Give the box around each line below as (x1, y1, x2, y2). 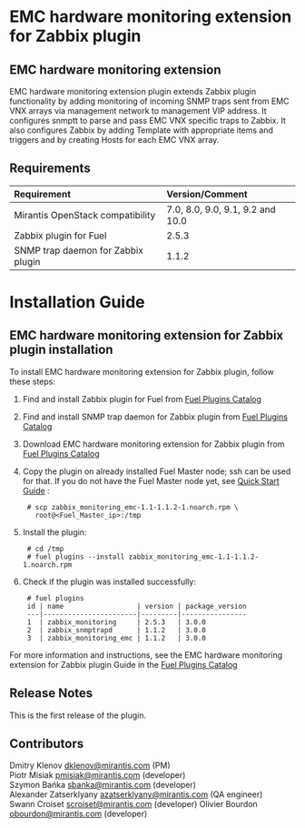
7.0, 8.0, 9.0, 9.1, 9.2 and (166, 203, 276, 216)
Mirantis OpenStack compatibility (14, 208, 156, 221)
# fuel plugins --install (26, 552, 125, 561)
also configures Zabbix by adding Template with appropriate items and (9, 125, 274, 136)
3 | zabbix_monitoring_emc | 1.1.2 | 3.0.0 (26, 633, 206, 642)
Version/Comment (166, 187, 248, 200)
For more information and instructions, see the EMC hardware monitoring (9, 649, 283, 661)
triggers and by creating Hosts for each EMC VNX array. (9, 135, 220, 145)
